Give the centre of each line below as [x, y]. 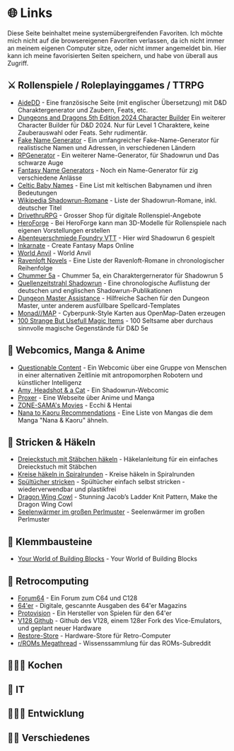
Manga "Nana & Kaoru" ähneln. [63, 420]
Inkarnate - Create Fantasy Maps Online [76, 245]
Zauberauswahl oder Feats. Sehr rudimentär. [82, 132]
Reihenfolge [35, 268]
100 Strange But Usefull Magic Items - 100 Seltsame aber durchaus [115, 321]
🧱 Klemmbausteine [50, 542]
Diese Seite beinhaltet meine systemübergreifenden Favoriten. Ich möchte [115, 33]
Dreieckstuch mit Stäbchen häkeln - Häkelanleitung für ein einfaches [118, 459]
